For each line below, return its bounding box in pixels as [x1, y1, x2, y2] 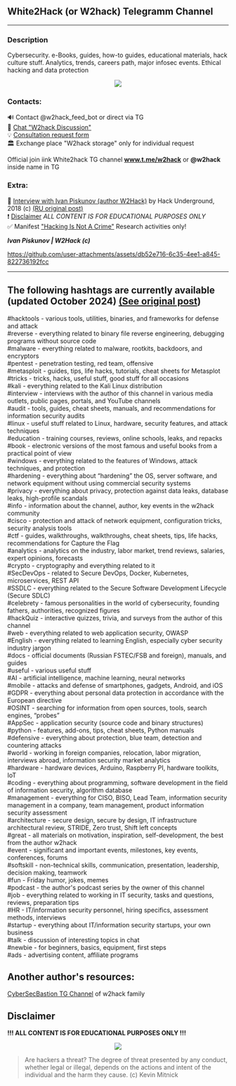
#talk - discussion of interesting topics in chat [7, 935, 140, 944]
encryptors [7, 352, 39, 360]
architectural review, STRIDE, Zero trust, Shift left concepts [7, 823, 178, 832]
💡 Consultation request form [7, 130, 90, 140]
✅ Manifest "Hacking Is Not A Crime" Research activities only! [7, 222, 187, 230]
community [7, 509, 40, 517]
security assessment [7, 808, 68, 817]
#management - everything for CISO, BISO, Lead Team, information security [7, 793, 228, 802]
